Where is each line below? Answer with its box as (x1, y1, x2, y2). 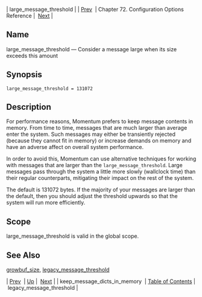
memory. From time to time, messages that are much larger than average (6, 124, 188, 132)
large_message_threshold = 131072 (6, 85, 93, 92)
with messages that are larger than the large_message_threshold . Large (6, 162, 183, 169)
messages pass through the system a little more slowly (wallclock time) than (6, 168, 196, 175)
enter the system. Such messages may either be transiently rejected (6, 130, 176, 138)
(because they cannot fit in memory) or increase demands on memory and (6, 137, 192, 144)
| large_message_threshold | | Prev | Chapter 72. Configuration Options (6, 6, 184, 13)
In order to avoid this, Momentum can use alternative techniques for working (6, 155, 197, 162)
